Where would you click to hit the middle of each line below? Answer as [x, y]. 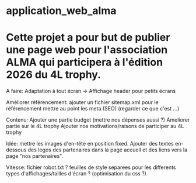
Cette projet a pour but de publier [88, 38]
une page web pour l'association [87, 50]
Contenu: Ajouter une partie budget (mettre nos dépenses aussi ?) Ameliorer [98, 120]
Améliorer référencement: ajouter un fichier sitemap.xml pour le [82, 102]
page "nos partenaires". [34, 156]
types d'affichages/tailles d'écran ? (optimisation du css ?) [76, 174]
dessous [16, 150]
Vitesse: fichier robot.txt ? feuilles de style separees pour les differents [91, 167]
